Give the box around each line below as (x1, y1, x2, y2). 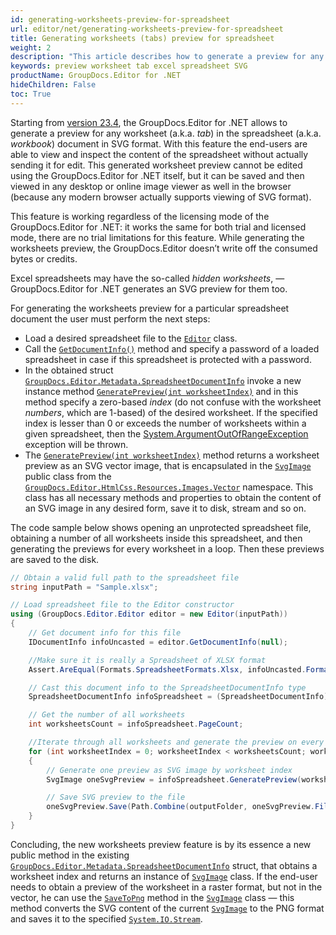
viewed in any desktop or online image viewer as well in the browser (10, 180, 292, 192)
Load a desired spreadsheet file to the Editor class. (24, 332, 238, 344)
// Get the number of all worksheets (28, 710, 186, 720)
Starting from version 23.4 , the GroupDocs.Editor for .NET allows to (10, 116, 288, 128)
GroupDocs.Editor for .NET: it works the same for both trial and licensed (10, 221, 307, 233)
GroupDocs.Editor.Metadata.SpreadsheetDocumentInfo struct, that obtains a (10, 859, 318, 871)
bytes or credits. (10, 252, 78, 265)
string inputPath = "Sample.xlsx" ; (10, 582, 159, 592)
